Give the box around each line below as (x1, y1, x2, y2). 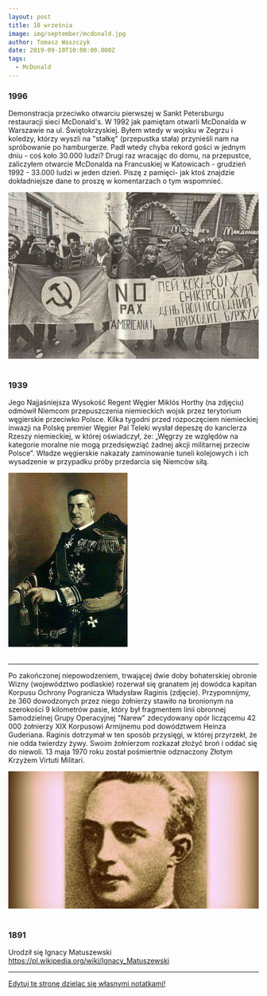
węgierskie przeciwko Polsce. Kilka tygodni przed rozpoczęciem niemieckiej (8, 415, 258, 424)
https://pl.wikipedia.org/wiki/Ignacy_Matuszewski (8, 956, 169, 966)
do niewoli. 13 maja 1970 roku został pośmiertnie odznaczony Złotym (8, 747, 233, 756)
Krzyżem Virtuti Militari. (8, 756, 85, 765)
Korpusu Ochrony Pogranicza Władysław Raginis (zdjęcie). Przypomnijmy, (8, 688, 251, 697)
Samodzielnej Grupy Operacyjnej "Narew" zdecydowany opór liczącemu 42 (8, 713, 257, 723)
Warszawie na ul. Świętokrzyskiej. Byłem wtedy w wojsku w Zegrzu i (8, 126, 233, 135)
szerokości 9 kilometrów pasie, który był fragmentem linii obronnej (8, 705, 226, 714)
